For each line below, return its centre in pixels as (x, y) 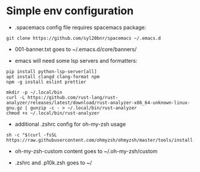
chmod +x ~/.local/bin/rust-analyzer (53, 113)
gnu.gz (14, 108)
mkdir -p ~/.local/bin (34, 92)
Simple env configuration (70, 11)
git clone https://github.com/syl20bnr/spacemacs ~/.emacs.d (84, 38)
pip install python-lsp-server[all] (51, 71)
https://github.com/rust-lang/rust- (73, 97)
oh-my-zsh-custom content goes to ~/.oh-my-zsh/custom (86, 151)
